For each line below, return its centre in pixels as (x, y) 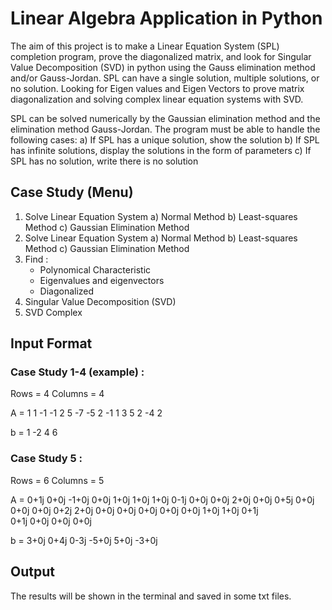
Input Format (51, 343)
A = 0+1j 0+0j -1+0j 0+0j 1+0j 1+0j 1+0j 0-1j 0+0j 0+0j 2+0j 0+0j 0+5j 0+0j (162, 499)
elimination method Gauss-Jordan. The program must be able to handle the (165, 129)
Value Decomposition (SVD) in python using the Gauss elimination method (163, 67)
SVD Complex (53, 312)
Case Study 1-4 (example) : (77, 372)
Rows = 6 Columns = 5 (57, 480)
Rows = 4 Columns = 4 (57, 394)
